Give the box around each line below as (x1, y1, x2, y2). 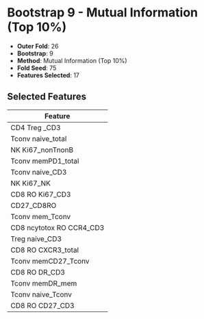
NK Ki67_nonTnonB (10, 145, 74, 155)
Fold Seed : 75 (16, 64, 57, 72)
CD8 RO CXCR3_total (10, 245, 79, 255)
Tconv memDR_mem (10, 279, 77, 288)
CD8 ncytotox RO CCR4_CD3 (10, 222, 105, 232)
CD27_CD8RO (10, 201, 57, 210)
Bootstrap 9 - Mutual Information (7, 5, 199, 21)
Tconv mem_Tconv (10, 212, 71, 221)
